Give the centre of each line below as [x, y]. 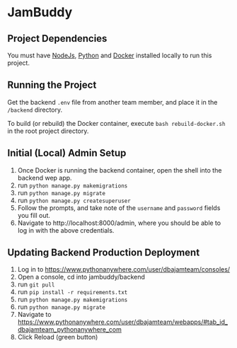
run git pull [36, 284]
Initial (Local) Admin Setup [67, 153]
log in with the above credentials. [66, 230]
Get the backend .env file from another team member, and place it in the [112, 102]
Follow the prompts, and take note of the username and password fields [119, 208]
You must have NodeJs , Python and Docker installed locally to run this [110, 55]
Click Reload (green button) [58, 337]
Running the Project [52, 85]
